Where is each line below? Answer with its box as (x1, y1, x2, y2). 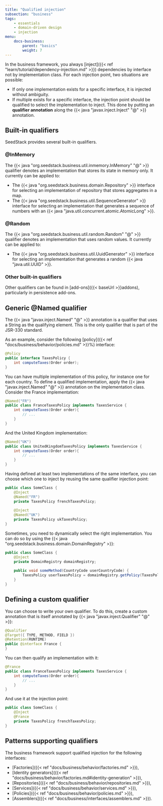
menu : (5, 35, 16, 39)
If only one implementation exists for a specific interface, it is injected (12, 86, 151, 92)
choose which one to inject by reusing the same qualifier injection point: (5, 476, 149, 482)
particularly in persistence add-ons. (5, 290, 77, 296)
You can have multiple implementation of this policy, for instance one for (5, 374, 149, 379)
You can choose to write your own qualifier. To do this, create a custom (5, 608, 147, 614)
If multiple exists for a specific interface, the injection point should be (12, 96, 150, 102)
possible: (5, 76, 23, 83)
